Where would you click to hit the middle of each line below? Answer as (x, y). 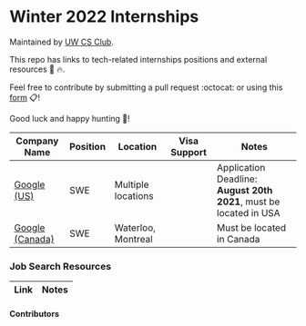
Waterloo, (135, 227)
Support (189, 152)
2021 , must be (249, 202)
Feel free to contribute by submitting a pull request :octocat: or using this (146, 87)
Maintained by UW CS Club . (61, 42)
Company (37, 141)
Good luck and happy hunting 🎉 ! (70, 118)
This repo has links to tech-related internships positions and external (138, 59)
